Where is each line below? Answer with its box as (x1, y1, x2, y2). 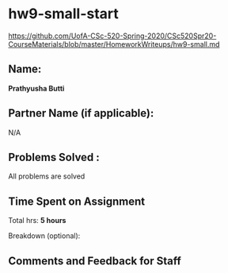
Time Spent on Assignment (8, 194, 145, 208)
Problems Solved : (8, 150, 101, 163)
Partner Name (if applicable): (8, 106, 154, 120)
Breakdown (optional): (8, 231, 81, 240)
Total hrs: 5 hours (8, 216, 66, 225)
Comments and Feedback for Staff (8, 254, 182, 267)
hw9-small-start (8, 5, 119, 23)
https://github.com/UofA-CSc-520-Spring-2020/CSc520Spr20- (8, 31, 217, 40)
